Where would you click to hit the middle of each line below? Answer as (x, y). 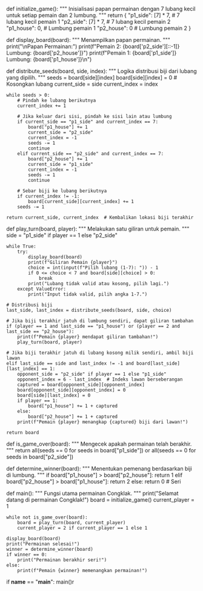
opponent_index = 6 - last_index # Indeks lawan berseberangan (100, 379)
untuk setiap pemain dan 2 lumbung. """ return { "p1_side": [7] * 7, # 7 (93, 15)
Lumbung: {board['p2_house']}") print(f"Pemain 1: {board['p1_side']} (92, 53)
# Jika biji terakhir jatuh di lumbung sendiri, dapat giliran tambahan (100, 321)
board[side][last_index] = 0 (54, 395)
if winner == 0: (27, 555)
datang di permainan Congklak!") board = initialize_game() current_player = (101, 500)
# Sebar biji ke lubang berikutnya (62, 191)
